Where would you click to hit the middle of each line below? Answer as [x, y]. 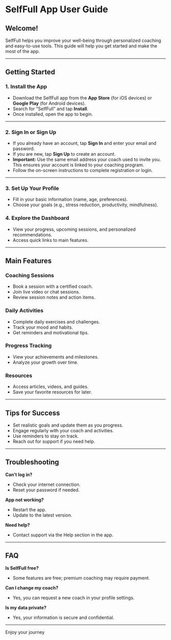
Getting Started [30, 72]
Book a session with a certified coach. [53, 286]
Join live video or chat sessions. [46, 292]
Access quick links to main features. [51, 240]
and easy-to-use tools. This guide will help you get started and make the [81, 46]
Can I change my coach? [32, 587]
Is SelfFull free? [22, 568]
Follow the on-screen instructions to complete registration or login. [83, 170]
